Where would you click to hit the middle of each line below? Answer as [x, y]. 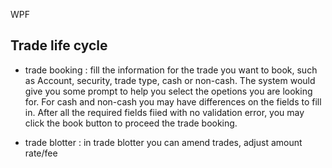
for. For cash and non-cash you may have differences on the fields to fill [173, 101]
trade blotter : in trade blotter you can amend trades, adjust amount [163, 142]
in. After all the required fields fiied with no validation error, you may [164, 112]
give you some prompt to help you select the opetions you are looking [168, 91]
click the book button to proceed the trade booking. [131, 123]
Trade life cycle [59, 45]
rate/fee [41, 153]
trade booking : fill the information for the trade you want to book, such [171, 70]
